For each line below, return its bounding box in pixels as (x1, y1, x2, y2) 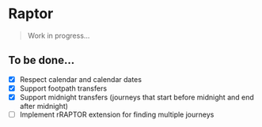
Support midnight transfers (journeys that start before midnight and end (19, 92, 255, 102)
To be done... (8, 54, 75, 67)
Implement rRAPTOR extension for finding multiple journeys (19, 110, 215, 119)
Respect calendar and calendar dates (19, 74, 142, 84)
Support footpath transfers (19, 84, 108, 93)
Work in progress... (27, 31, 90, 40)
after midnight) (19, 101, 69, 110)
